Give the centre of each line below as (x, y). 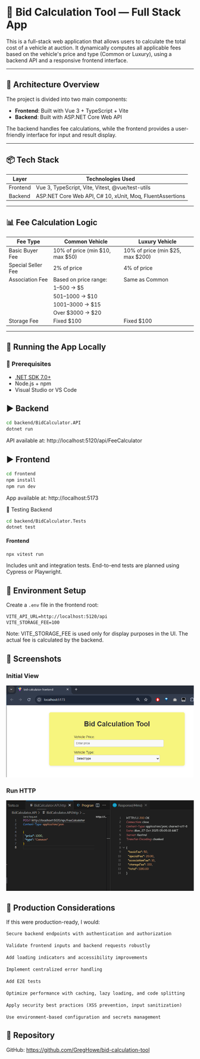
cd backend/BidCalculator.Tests (46, 521)
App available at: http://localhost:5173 (52, 498)
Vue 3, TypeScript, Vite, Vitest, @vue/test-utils (93, 188)
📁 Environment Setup (46, 591)
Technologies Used (110, 179)
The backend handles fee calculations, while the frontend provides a (90, 128)
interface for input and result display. (72, 135)
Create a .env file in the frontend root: (52, 605)
